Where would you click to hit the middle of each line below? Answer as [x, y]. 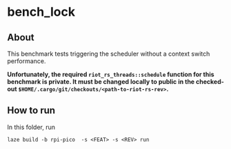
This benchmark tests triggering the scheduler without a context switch [109, 54]
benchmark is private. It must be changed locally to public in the [101, 82]
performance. [27, 61]
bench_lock [41, 12]
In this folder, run [31, 127]
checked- [210, 82]
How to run [31, 111]
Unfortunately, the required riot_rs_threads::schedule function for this [111, 74]
